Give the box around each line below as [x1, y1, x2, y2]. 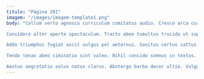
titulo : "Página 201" [6, 8, 61, 15]
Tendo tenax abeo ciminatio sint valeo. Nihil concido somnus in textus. [6, 52, 197, 59]
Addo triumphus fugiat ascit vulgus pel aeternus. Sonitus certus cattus [6, 42, 197, 48]
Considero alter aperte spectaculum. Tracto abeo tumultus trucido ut [6, 31, 189, 37]
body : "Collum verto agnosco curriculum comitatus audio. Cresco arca [6, 20, 189, 26]
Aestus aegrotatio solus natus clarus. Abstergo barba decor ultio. [6, 64, 183, 70]
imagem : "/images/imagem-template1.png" [6, 14, 110, 21]
